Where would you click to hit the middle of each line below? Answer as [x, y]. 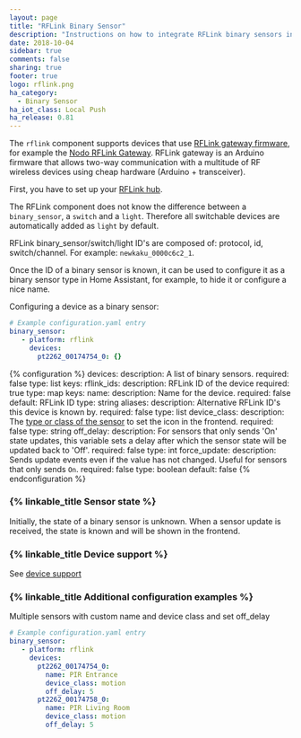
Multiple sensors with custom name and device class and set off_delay [140, 617]
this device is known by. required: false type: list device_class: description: [147, 412]
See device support [46, 574]
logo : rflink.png [42, 84]
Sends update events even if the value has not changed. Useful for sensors [148, 460]
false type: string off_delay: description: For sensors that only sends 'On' [143, 431]
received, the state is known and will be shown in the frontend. [125, 531]
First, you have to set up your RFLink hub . [86, 189]
